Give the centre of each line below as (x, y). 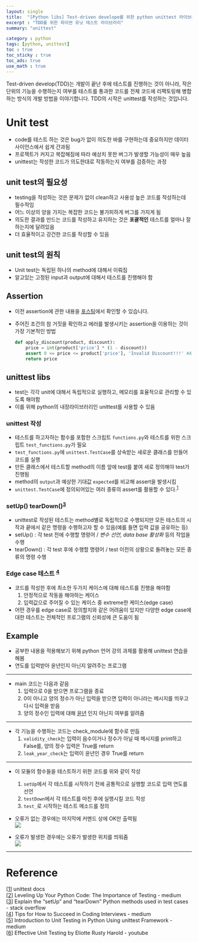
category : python (29, 39)
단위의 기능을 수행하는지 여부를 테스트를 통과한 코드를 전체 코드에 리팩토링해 (93, 91)
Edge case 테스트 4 (33, 573)
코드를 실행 (27, 459)
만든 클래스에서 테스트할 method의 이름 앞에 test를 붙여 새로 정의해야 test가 (102, 467)
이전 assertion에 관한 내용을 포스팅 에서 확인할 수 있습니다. (82, 311)
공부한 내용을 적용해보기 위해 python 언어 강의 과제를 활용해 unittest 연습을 (101, 651)
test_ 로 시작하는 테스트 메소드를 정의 (66, 806)
